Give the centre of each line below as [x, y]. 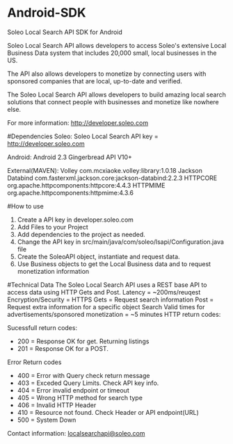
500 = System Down [47, 420]
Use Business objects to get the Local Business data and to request [114, 264]
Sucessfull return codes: [42, 327]
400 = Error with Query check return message [83, 375]
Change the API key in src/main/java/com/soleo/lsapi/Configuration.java [121, 242]
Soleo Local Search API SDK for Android [65, 32]
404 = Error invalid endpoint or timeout [73, 390]
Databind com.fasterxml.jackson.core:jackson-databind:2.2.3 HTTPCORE [112, 178]
